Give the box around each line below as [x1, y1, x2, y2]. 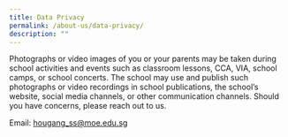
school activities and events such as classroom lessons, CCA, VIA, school [9, 63, 277, 73]
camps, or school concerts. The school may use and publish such [9, 72, 249, 83]
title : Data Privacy [9, 12, 86, 22]
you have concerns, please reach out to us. [9, 101, 167, 111]
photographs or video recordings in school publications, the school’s [9, 81, 259, 93]
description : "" [9, 29, 69, 38]
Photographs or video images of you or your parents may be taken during [9, 54, 277, 65]
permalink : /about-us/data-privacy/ [9, 21, 144, 30]
